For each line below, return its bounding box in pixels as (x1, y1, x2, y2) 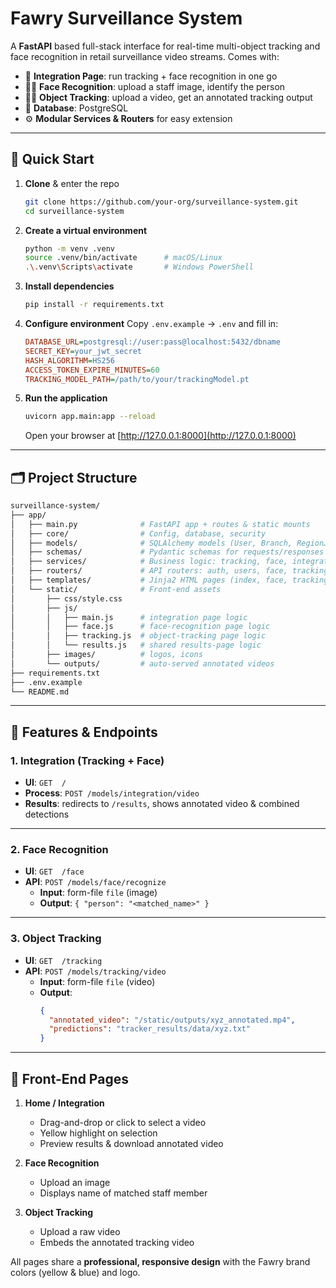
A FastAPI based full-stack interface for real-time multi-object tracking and (10, 40, 321, 52)
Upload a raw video (39, 1226, 121, 1238)
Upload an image (39, 1177, 111, 1189)
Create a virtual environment (24, 224, 148, 236)
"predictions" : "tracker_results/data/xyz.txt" (48, 1024, 252, 1034)
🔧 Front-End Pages (10, 1070, 129, 1087)
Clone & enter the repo (24, 177, 120, 189)
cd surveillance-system (24, 206, 125, 216)
